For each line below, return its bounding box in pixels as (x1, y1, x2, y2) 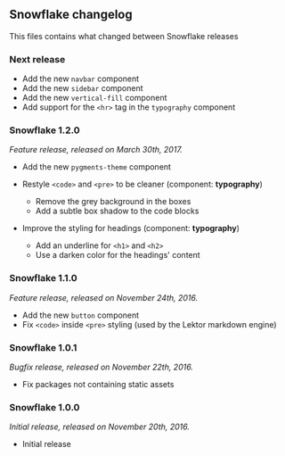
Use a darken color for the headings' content (35, 250, 200, 261)
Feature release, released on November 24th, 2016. (9, 292, 199, 303)
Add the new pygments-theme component (21, 162, 172, 172)
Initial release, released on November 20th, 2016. (9, 421, 190, 432)
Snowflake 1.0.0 (9, 401, 80, 413)
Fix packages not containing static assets (21, 379, 175, 389)
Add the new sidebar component (21, 83, 144, 94)
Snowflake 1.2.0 (9, 124, 80, 137)
